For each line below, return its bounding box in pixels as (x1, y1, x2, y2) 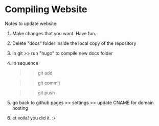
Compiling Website (5, 4, 87, 15)
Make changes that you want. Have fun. (12, 30, 97, 36)
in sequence (12, 60, 39, 66)
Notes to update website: (5, 20, 58, 27)
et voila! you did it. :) (12, 115, 55, 121)
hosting (12, 105, 29, 111)
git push (37, 89, 55, 95)
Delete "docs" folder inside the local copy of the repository (12, 40, 137, 46)
